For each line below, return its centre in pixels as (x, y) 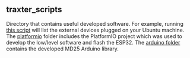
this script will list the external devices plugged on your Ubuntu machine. (95, 30)
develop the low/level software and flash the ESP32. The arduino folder (93, 42)
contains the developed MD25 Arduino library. (62, 49)
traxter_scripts (34, 10)
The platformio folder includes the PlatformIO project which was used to (94, 36)
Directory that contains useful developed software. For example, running (95, 23)
